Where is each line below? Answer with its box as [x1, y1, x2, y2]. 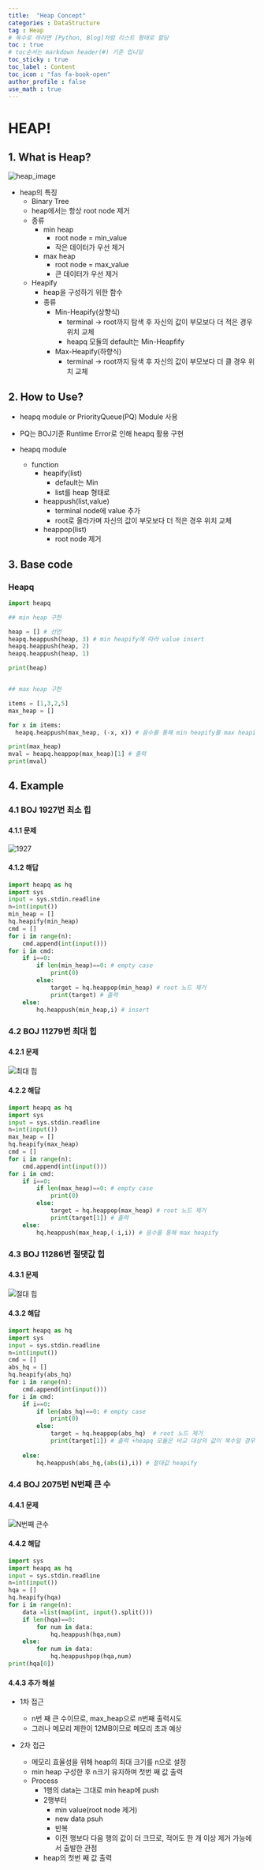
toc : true [8, 41, 44, 49]
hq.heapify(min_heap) [8, 918, 80, 926]
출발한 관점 [63, 1843, 98, 1853]
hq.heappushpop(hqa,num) [50, 1653, 132, 1660]
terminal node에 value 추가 [54, 506, 140, 516]
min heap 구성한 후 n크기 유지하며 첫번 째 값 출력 [31, 1767, 184, 1777]
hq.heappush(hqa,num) [50, 1630, 122, 1638]
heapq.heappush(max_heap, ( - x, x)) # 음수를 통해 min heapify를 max [15, 728, 235, 736]
